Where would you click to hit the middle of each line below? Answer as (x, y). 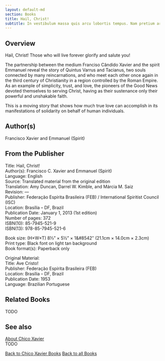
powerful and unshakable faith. (36, 96)
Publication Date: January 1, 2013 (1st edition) (51, 213)
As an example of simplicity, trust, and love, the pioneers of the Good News (82, 86)
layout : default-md (25, 10)
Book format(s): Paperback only (37, 248)
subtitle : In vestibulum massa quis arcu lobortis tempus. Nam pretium (80, 23)
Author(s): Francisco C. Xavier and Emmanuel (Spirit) (58, 171)
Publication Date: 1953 (28, 279)
